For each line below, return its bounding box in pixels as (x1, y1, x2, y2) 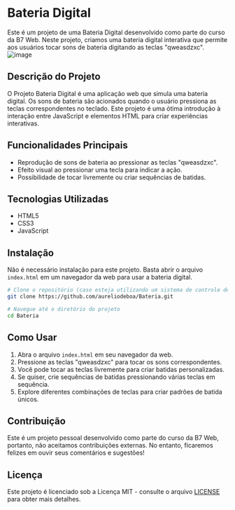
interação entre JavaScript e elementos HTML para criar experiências (7, 111, 208, 120)
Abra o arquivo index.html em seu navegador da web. (17, 350, 173, 359)
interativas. (7, 119, 40, 127)
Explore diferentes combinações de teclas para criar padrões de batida (17, 387, 222, 396)
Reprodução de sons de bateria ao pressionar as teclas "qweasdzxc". (17, 158, 218, 166)
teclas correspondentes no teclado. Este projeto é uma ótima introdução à (7, 104, 221, 113)
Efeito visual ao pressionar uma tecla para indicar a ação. (17, 165, 183, 174)
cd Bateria (7, 312, 39, 319)
